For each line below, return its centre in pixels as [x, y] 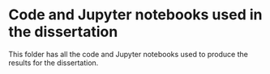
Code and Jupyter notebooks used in [135, 15]
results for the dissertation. [54, 63]
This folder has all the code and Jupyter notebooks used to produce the [129, 54]
